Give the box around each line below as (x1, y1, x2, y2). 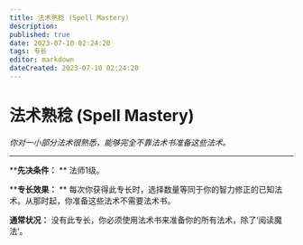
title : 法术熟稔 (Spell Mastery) (9, 13, 130, 23)
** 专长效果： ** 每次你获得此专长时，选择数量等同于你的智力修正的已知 (9, 184, 275, 194)
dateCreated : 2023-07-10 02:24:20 (9, 64, 140, 73)
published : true (9, 30, 70, 39)
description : (9, 22, 59, 31)
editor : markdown (9, 55, 75, 64)
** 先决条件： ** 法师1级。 (9, 165, 105, 175)
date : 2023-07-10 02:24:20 (9, 38, 111, 48)
